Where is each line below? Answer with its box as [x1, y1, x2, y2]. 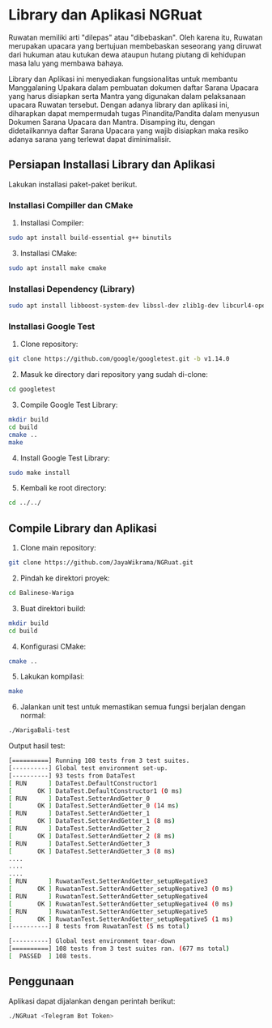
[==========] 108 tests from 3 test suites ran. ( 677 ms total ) [8, 944, 230, 953]
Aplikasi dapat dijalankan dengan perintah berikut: [8, 996, 176, 1006]
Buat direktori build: [19, 603, 87, 613]
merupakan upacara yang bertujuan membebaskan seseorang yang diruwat [8, 41, 261, 50]
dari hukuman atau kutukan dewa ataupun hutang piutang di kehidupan [8, 49, 246, 59]
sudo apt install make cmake [8, 263, 107, 272]
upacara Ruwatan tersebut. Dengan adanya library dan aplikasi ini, [8, 100, 230, 109]
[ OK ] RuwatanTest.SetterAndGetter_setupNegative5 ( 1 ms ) [8, 914, 233, 923]
